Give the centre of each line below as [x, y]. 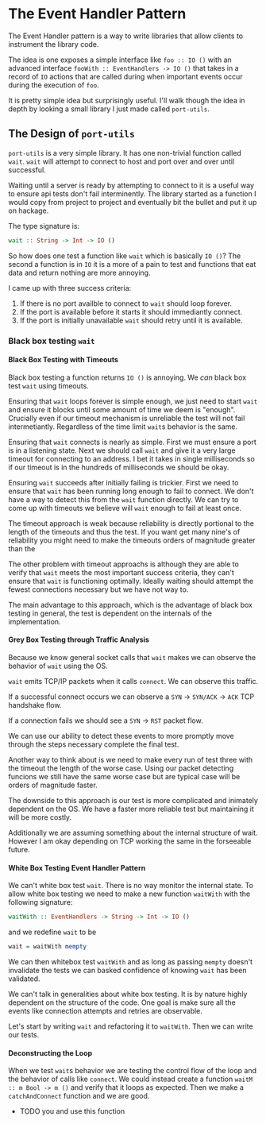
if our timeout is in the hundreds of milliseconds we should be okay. [119, 467]
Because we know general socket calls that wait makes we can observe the [132, 657]
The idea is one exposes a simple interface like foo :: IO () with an [120, 60]
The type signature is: [44, 226]
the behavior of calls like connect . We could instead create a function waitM [131, 1079]
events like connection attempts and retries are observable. [105, 1010]
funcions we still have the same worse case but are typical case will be [124, 776]
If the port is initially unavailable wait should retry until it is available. [131, 320]
